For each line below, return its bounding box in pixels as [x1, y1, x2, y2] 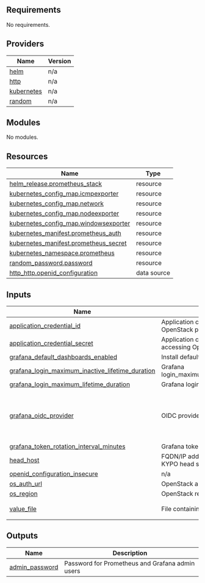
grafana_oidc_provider [9, 411, 74, 420]
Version [48, 57, 71, 65]
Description [112, 548, 148, 557]
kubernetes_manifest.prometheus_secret [9, 239, 127, 247]
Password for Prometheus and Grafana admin [63, 559, 195, 567]
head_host [9, 456, 40, 465]
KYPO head [161, 460, 195, 468]
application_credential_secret [9, 339, 93, 348]
